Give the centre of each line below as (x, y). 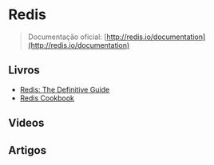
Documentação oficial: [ (67, 37)
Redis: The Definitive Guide (65, 89)
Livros (24, 71)
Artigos (27, 150)
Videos (26, 123)
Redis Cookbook (47, 98)
